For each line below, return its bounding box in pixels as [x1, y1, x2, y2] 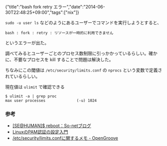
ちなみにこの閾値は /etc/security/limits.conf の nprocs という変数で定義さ [5, 67, 163, 73]
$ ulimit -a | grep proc [5, 94, 57, 99]
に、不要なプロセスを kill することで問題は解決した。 [5, 57, 114, 63]
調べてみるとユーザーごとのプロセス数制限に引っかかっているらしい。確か [5, 51, 158, 56]
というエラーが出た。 [5, 40, 49, 46]
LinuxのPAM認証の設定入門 [12, 129, 68, 135]
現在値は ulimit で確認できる [5, 84, 65, 90]
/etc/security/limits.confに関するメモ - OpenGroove [12, 135, 119, 141]
